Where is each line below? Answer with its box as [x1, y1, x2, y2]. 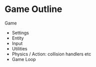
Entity [11, 35, 24, 41]
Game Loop [11, 56, 36, 62]
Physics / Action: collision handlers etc [11, 51, 92, 57]
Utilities [11, 45, 28, 51]
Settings [11, 29, 29, 35]
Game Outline [4, 3, 63, 15]
